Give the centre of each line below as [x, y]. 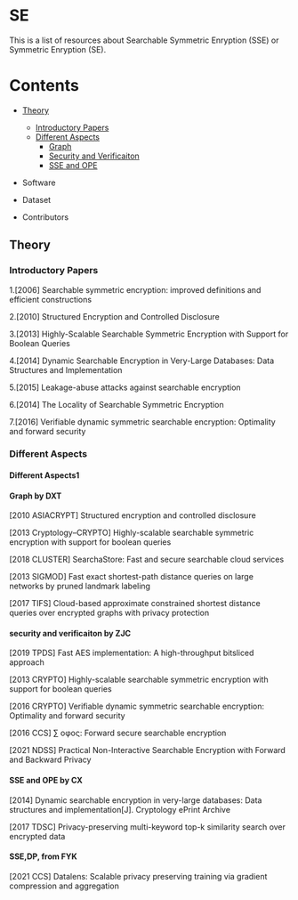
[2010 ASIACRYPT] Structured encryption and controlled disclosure [133, 515]
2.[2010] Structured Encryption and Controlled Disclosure [115, 316]
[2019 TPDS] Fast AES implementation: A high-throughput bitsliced [132, 653]
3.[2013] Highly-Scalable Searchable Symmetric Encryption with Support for [149, 334]
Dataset [36, 199]
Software [39, 182]
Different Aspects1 [44, 475]
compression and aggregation [64, 886]
